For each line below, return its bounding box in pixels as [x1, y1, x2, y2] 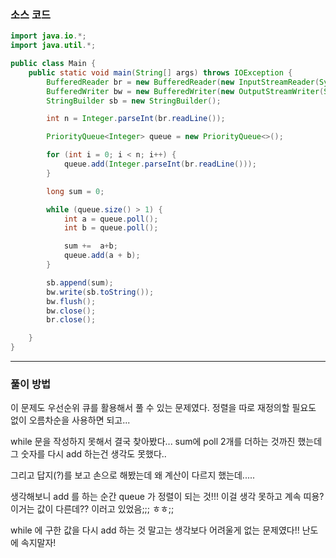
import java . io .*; [10, 31, 87, 41]
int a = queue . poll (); [63, 214, 159, 224]
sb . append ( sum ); [46, 277, 114, 288]
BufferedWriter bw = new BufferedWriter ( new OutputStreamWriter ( [46, 86, 325, 96]
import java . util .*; [10, 41, 97, 51]
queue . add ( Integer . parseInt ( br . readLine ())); [63, 159, 257, 170]
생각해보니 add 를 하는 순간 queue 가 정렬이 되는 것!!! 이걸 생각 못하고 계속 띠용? [10, 491, 325, 503]
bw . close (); [46, 306, 97, 316]
